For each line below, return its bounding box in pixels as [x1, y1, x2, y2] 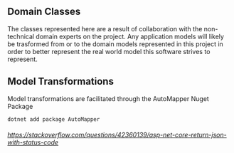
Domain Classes [7, 6, 81, 18]
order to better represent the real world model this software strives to [7, 47, 211, 56]
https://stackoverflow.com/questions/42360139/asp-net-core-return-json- [7, 131, 227, 139]
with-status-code [7, 138, 59, 147]
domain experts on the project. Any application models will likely [35, 32, 224, 41]
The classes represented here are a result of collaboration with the [7, 24, 203, 33]
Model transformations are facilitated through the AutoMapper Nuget [7, 94, 210, 102]
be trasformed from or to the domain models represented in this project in [7, 39, 224, 48]
